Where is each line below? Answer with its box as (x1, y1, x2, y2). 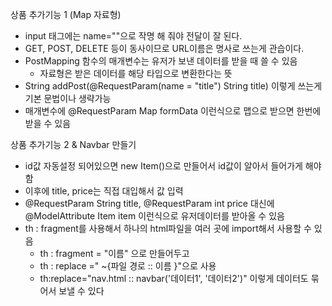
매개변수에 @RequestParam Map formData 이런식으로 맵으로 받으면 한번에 (24, 105, 322, 117)
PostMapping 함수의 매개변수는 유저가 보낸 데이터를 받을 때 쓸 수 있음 (24, 55, 298, 67)
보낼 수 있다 (58, 285, 105, 297)
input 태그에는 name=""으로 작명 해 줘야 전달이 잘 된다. (24, 30, 243, 42)
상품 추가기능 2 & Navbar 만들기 (10, 139, 137, 150)
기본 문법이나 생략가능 (24, 93, 112, 104)
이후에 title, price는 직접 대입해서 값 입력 (24, 185, 184, 197)
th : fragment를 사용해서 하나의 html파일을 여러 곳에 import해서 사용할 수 (24, 223, 312, 234)
